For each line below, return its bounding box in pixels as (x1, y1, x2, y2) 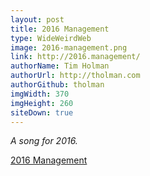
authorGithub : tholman (10, 80, 105, 90)
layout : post (10, 14, 65, 25)
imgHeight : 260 (10, 98, 74, 108)
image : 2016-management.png (10, 42, 128, 53)
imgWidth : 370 (10, 89, 70, 99)
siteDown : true (10, 107, 74, 118)
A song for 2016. (10, 135, 78, 147)
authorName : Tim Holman (10, 61, 110, 71)
